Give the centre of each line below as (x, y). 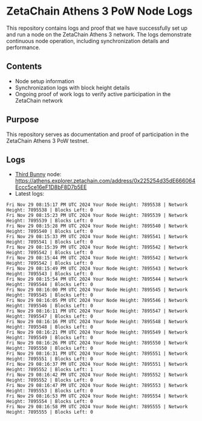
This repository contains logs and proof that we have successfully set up (97, 28)
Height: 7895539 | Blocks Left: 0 (50, 221)
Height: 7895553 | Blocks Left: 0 (50, 391)
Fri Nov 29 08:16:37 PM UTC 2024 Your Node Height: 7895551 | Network (97, 365)
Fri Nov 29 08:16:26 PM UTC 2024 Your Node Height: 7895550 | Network (97, 343)
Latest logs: (29, 194)
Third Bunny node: (38, 174)
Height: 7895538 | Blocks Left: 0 (50, 210)
